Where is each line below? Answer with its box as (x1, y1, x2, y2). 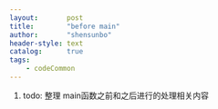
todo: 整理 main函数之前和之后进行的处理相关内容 (22, 90, 210, 101)
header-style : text (9, 38, 84, 48)
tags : (9, 55, 30, 64)
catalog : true (9, 47, 84, 56)
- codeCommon (26, 64, 76, 74)
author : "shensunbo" (9, 30, 112, 39)
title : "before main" (9, 22, 120, 31)
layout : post (9, 13, 84, 23)
